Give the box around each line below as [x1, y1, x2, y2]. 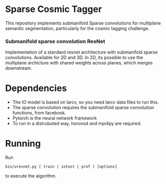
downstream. [5, 65, 32, 71]
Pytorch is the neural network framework [12, 115, 97, 121]
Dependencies [5, 82, 67, 94]
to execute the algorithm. [5, 173, 57, 179]
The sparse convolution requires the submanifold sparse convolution [12, 104, 154, 110]
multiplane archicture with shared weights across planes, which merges [5, 60, 153, 66]
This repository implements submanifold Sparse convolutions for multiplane [5, 20, 161, 26]
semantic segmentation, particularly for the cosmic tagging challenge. [5, 25, 149, 31]
